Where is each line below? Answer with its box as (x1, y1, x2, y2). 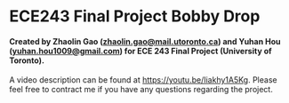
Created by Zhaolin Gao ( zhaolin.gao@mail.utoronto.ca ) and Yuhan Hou (9, 36, 281, 46)
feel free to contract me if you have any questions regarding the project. (9, 84, 273, 95)
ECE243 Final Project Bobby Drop (9, 6, 261, 27)
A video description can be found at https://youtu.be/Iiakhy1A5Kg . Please (9, 75, 277, 85)
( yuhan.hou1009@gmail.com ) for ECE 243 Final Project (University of (9, 45, 273, 56)
